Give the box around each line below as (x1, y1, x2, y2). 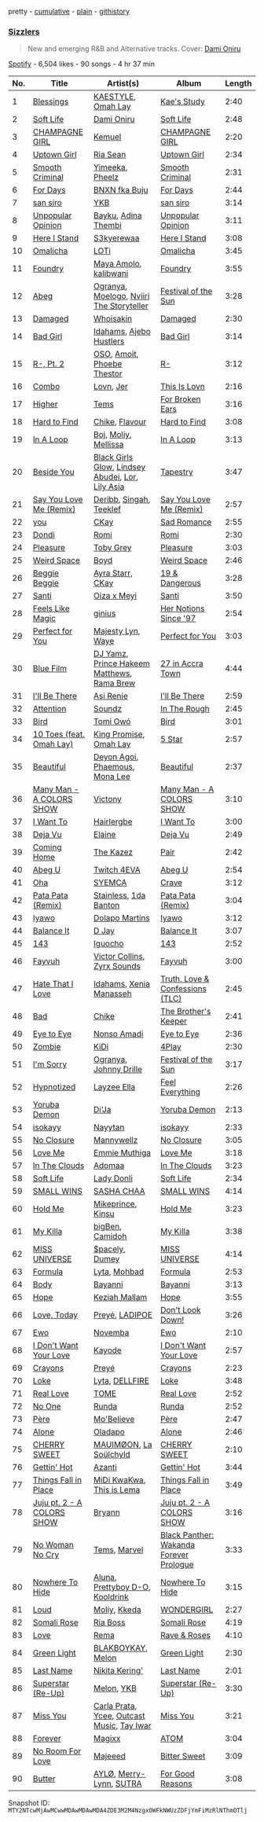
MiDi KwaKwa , (93, 1475, 146, 1486)
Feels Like (32, 603, 71, 614)
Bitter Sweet (159, 1750, 206, 1761)
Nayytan (93, 1122, 125, 1133)
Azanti (93, 1462, 118, 1473)
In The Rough (159, 703, 210, 714)
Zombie (32, 1041, 61, 1052)
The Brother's (159, 1006, 211, 1017)
